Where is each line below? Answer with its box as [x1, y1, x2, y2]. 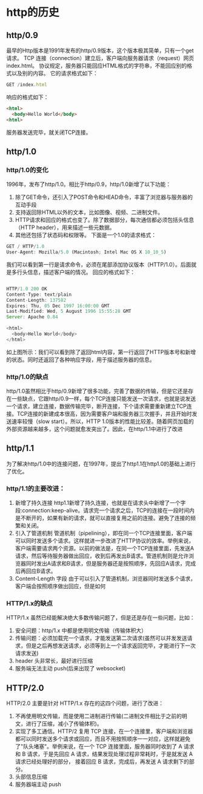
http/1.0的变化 [6, 165, 48, 174]
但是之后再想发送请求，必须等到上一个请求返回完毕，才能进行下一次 [25, 642, 196, 649]
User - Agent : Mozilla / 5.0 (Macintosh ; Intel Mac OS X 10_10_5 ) [6, 249, 167, 255]
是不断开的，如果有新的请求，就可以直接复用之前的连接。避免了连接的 [15, 515, 191, 522]
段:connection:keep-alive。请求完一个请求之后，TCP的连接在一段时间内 [15, 507, 195, 514]
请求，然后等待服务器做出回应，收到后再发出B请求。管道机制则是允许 [15, 552, 189, 559]
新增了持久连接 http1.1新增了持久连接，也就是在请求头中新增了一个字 [15, 499, 186, 507]
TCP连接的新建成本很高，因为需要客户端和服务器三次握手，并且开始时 [16, 410, 192, 417]
